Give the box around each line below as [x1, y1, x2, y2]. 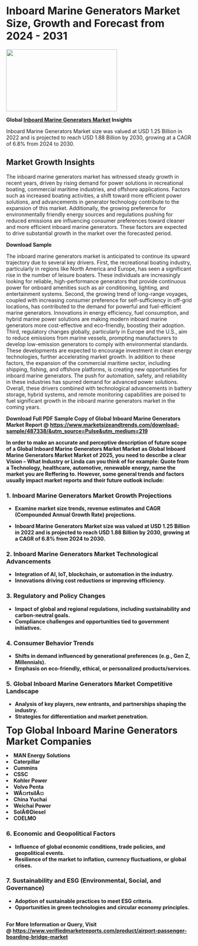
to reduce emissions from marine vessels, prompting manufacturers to [6, 334, 178, 341]
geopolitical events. [14, 849, 65, 856]
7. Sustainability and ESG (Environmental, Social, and [6, 877, 161, 885]
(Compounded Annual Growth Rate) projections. [14, 511, 137, 518]
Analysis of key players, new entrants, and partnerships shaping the [14, 700, 187, 708]
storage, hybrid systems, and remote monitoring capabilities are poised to [6, 390, 186, 398]
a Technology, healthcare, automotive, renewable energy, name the [6, 464, 176, 471]
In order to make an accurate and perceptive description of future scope [6, 439, 187, 446]
